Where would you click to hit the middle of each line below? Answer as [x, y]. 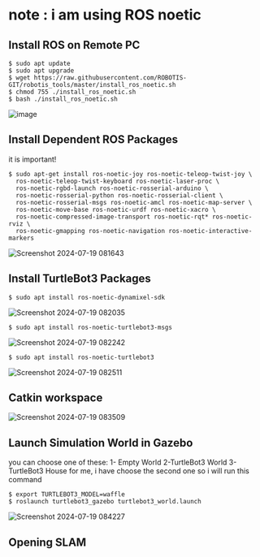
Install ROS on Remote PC [74, 45]
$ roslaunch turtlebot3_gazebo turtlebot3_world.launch [105, 502]
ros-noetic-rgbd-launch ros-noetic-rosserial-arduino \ [112, 188]
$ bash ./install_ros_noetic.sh [63, 99]
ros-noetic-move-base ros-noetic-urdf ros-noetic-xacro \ [116, 209]
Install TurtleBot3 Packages [80, 279]
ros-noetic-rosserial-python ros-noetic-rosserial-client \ [119, 195]
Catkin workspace [56, 398]
